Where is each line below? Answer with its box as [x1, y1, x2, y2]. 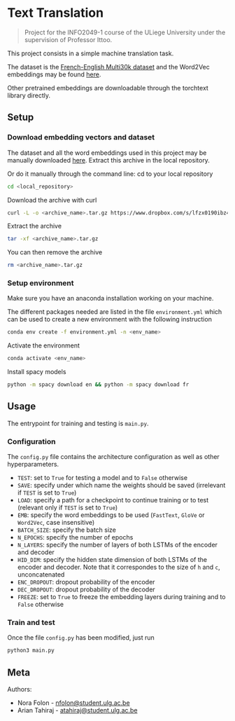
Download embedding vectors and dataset [7, 132, 155, 142]
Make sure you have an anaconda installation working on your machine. [7, 294, 214, 303]
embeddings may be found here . [7, 70, 101, 78]
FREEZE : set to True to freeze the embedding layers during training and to [17, 593, 226, 601]
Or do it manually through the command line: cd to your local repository [7, 170, 213, 178]
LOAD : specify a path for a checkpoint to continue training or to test [17, 496, 209, 504]
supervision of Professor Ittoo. [24, 35, 113, 43]
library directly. [7, 91, 51, 99]
